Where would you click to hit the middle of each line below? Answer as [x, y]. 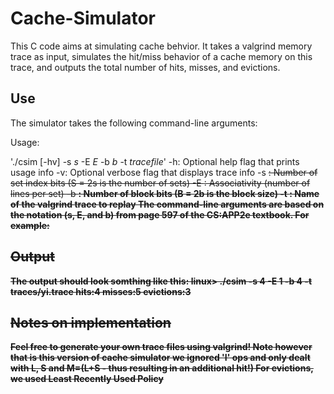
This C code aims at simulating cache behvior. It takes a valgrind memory [161, 46]
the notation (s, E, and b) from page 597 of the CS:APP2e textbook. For [160, 214]
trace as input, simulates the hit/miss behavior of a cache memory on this [161, 56]
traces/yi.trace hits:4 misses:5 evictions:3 [101, 291]
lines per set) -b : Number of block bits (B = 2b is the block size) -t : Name [165, 193]
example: [30, 225]
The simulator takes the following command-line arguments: [134, 123]
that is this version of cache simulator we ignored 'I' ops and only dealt [160, 358]
